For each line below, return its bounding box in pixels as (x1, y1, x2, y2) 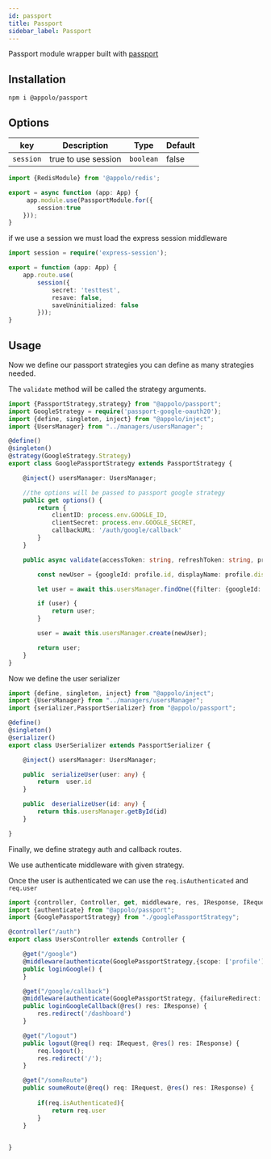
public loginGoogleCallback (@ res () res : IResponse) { (23, 1002, 207, 1010)
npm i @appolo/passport (8, 94, 89, 102)
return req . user (51, 1106, 106, 1115)
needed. (8, 369, 36, 378)
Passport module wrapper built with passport (8, 49, 159, 59)
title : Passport (8, 19, 63, 27)
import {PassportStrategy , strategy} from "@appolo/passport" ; (8, 399, 222, 408)
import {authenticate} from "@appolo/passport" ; (8, 906, 175, 914)
